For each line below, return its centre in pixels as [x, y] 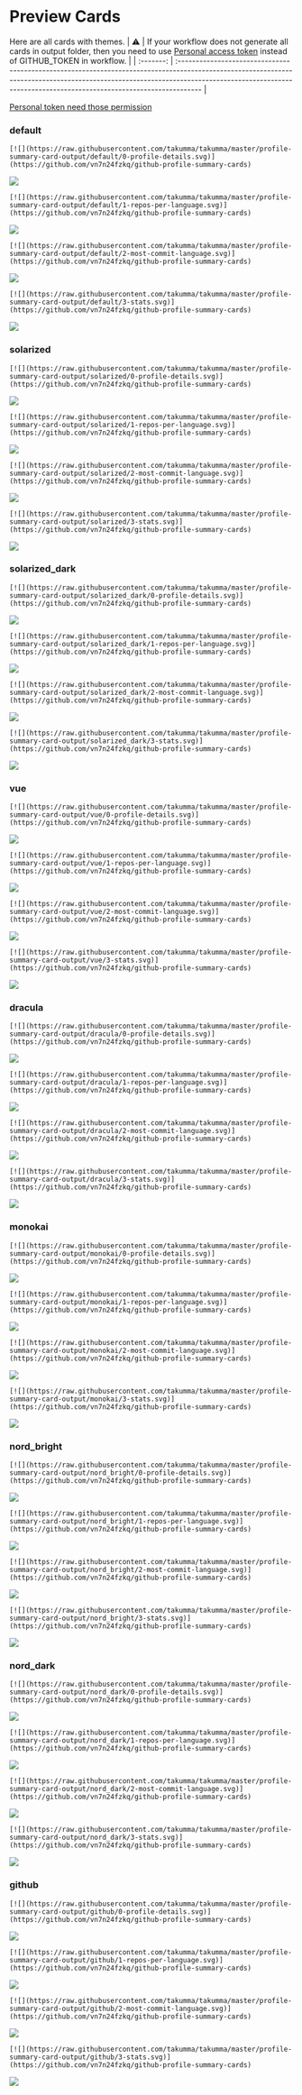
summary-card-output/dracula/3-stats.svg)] [92, 1180]
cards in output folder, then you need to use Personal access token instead [148, 50]
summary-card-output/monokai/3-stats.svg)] [92, 1399]
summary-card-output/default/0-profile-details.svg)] [113, 157]
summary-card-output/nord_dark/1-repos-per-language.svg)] [123, 1741]
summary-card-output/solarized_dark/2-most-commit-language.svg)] [137, 692]
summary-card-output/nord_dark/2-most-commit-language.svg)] [127, 1789]
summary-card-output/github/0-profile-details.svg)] [110, 1912]
